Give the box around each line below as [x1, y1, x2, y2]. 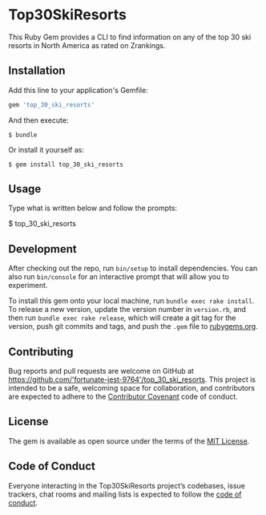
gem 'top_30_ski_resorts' [8, 100, 95, 109]
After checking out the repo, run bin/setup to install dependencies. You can [8, 263, 258, 274]
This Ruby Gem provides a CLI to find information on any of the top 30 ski [8, 32, 252, 42]
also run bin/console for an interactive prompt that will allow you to [8, 272, 230, 282]
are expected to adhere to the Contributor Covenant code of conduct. [8, 391, 238, 402]
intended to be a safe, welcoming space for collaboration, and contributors [8, 383, 255, 393]
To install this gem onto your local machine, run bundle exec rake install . [8, 296, 255, 306]
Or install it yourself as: [8, 144, 84, 154]
